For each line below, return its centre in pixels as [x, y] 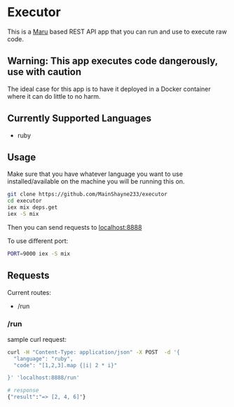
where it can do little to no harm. [54, 96]
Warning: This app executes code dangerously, [113, 61]
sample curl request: [37, 339]
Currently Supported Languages [80, 119]
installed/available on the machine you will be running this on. [96, 181]
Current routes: [29, 292]
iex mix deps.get [33, 207]
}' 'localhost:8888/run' [43, 378]
